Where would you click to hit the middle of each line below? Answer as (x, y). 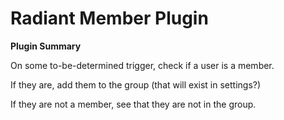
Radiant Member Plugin (109, 18)
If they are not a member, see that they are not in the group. (133, 104)
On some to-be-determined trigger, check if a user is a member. (142, 65)
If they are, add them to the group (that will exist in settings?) (136, 84)
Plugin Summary (46, 46)
